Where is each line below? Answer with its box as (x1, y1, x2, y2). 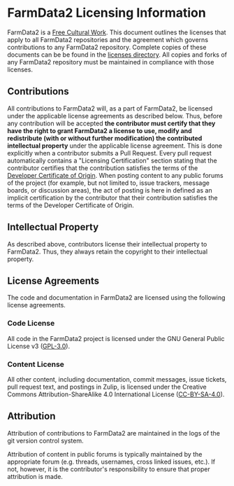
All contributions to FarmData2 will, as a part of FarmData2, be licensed (7, 104, 213, 113)
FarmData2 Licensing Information (7, 5, 206, 21)
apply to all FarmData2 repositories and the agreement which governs (7, 35, 208, 43)
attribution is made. (7, 472, 63, 480)
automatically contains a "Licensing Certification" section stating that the (7, 156, 218, 165)
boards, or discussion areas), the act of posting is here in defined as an (7, 186, 212, 194)
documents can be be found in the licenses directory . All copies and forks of (7, 50, 227, 59)
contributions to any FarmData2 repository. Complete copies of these (7, 43, 207, 51)
